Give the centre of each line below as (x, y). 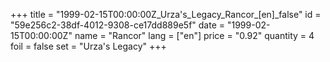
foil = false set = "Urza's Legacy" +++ (88, 46)
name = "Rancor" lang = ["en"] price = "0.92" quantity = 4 (194, 35)
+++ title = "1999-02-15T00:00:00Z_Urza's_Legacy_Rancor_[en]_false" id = (166, 14)
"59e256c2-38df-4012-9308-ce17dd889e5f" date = (118, 25)
